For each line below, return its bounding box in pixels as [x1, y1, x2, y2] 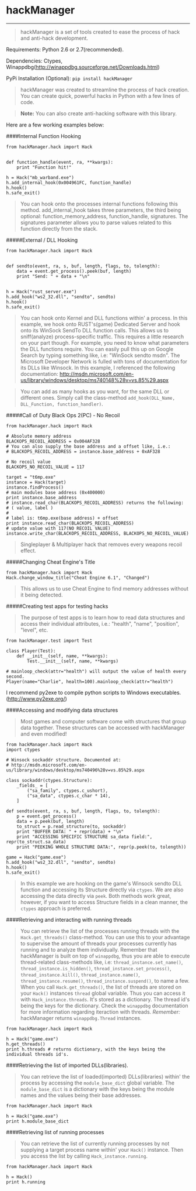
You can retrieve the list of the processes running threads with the [20, 927, 180, 934]
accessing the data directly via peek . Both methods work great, [20, 892, 171, 899]
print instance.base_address [6, 495, 77, 500]
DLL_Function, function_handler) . [20, 400, 103, 407]
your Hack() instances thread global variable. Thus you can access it [20, 990, 185, 997]
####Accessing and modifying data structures [6, 706, 118, 713]
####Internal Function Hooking [6, 132, 82, 139]
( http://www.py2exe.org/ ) [6, 695, 67, 702]
